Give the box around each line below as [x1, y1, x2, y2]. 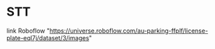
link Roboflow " [6, 27, 50, 35]
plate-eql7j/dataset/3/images [6, 33, 89, 42]
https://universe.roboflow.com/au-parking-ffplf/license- [49, 27, 209, 35]
